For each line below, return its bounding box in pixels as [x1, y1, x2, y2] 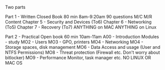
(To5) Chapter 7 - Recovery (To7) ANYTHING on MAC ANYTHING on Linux [5, 24, 157, 30]
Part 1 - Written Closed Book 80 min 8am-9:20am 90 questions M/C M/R [5, 14, 153, 19]
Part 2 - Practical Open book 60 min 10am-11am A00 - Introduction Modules [5, 34, 159, 39]
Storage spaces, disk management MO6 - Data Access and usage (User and [5, 44, 161, 50]
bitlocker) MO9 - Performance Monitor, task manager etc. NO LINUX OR [5, 55, 151, 61]
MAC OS [5, 60, 23, 66]
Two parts [5, 4, 26, 10]
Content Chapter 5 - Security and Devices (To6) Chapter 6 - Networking [5, 19, 152, 25]
